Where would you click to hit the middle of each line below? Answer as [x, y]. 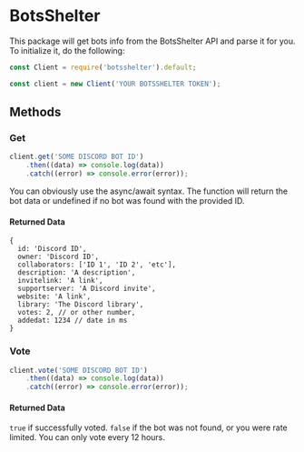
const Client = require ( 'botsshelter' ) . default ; [103, 67]
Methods [35, 112]
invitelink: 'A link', [60, 281]
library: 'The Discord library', [81, 305]
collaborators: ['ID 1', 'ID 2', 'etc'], [97, 265]
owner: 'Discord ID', [59, 257]
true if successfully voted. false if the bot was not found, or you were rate [148, 427]
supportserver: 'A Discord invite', [87, 289]
